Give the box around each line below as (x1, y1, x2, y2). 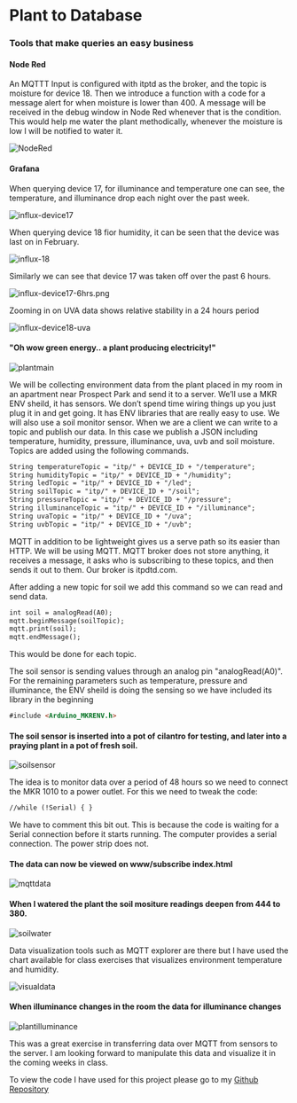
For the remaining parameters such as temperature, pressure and (9, 676, 248, 686)
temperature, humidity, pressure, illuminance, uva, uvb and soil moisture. (9, 435, 275, 446)
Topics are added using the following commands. (9, 445, 189, 456)
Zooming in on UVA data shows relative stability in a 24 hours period (9, 305, 260, 316)
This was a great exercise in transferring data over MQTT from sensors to (9, 1038, 277, 1049)
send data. (9, 591, 49, 601)
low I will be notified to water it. (9, 126, 123, 137)
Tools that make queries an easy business (9, 37, 194, 50)
